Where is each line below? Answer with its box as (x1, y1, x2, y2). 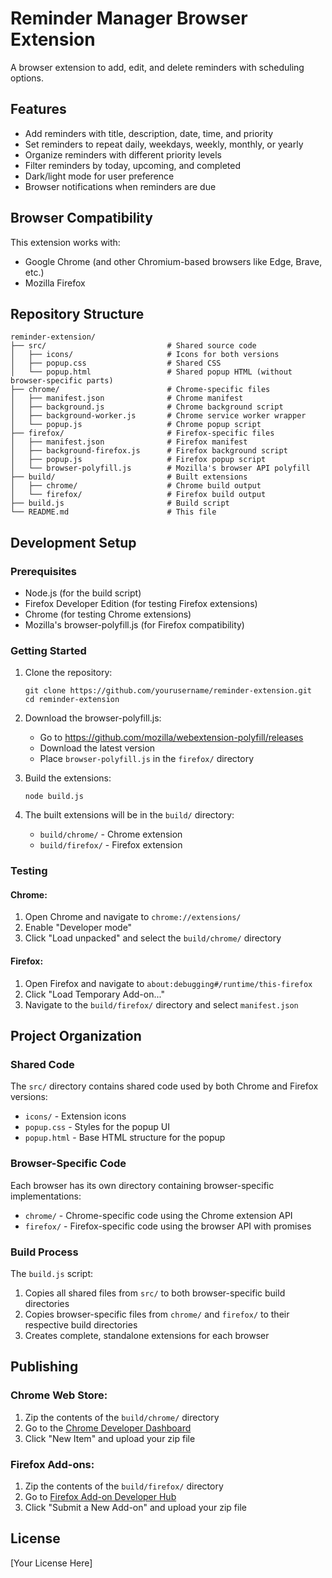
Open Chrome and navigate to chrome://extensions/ (24, 911, 242, 923)
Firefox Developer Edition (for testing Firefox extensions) (24, 598, 258, 610)
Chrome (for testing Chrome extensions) (24, 608, 192, 621)
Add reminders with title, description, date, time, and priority (24, 127, 274, 139)
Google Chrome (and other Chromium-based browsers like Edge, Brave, (24, 255, 323, 267)
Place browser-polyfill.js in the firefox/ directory (39, 753, 254, 765)
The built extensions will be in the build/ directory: (24, 809, 235, 821)
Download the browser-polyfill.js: (24, 712, 162, 724)
